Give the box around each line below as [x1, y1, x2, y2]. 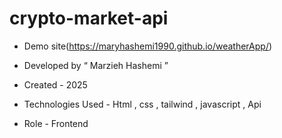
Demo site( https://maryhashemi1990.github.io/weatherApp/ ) [23, 40, 273, 52]
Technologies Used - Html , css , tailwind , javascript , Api [23, 98, 262, 110]
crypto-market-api [9, 7, 169, 30]
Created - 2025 [23, 78, 88, 91]
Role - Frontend [23, 117, 89, 129]
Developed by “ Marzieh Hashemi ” [23, 59, 169, 71]
